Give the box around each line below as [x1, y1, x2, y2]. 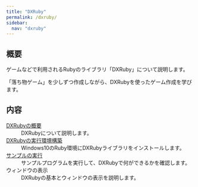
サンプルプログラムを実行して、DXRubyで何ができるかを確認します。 [21, 159, 190, 166]
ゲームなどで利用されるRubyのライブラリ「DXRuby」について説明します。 [6, 66, 188, 73]
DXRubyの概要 [6, 121, 42, 129]
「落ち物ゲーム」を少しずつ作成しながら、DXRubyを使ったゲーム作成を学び [6, 79, 192, 86]
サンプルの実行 [6, 151, 43, 158]
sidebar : [6, 20, 28, 26]
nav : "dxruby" [11, 25, 46, 32]
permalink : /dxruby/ [6, 14, 58, 20]
